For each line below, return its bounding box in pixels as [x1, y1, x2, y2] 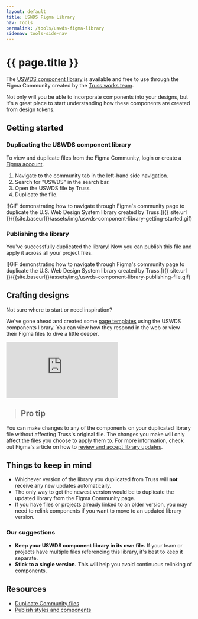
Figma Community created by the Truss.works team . [6, 82, 134, 89]
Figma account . [6, 160, 44, 167]
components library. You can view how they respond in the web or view [6, 323, 180, 331]
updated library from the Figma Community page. [14, 495, 136, 502]
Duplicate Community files [14, 599, 80, 607]
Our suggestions [6, 529, 56, 537]
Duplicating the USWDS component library [6, 141, 131, 149]
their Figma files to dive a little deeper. [6, 330, 99, 337]
